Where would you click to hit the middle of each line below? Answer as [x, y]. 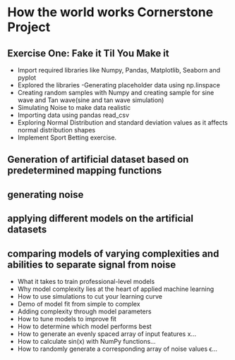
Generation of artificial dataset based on [98, 160]
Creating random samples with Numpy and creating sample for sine [116, 93]
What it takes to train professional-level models [86, 281]
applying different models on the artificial [101, 219]
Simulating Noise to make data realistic [74, 107]
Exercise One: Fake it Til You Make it [88, 53]
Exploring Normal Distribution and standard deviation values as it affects [122, 123]
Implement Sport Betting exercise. [67, 137]
